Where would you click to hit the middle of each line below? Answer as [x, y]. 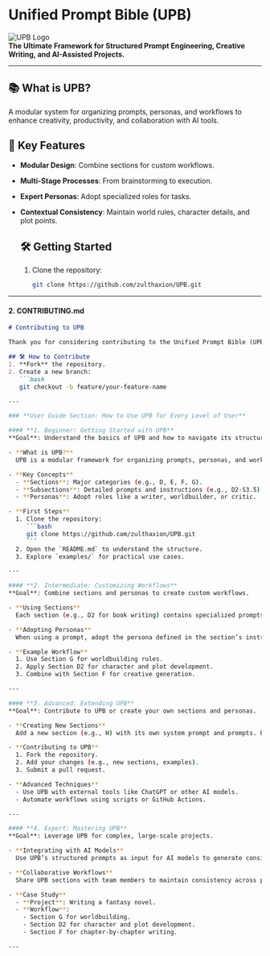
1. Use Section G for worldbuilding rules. [89, 659]
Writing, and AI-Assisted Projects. [67, 54]
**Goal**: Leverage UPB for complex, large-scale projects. [111, 836]
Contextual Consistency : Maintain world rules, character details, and [135, 212]
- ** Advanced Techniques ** [53, 784]
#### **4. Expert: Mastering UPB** [68, 829]
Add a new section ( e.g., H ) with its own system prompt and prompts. [136, 733]
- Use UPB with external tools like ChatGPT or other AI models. [127, 792]
